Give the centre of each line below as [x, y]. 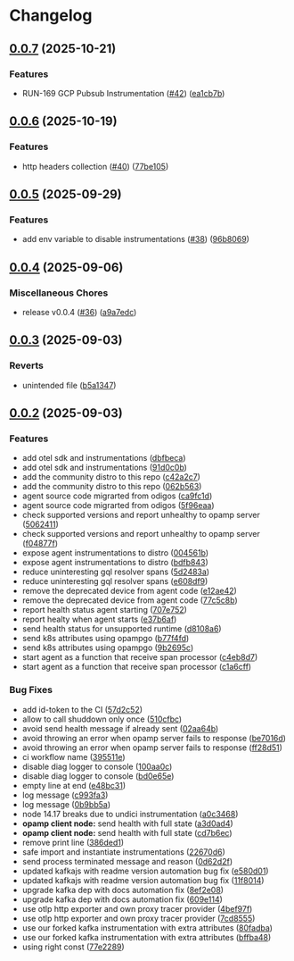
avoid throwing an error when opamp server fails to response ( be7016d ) [154, 738]
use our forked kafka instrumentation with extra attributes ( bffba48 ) [147, 937]
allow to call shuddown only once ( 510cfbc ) [102, 719]
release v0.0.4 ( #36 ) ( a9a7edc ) [79, 312]
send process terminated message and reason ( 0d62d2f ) [127, 861]
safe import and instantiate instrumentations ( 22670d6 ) [123, 852]
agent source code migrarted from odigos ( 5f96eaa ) [118, 506]
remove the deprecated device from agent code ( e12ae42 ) [130, 591]
